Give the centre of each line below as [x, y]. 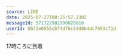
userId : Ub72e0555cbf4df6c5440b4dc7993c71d [61, 28]
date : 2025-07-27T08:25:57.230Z [46, 17]
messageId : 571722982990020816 [45, 23]
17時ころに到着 [25, 46]
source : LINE [22, 12]
